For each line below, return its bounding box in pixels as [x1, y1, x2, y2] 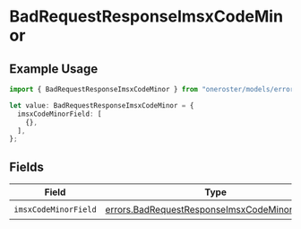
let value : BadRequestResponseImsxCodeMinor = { [9, 101, 194, 110]
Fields [9, 159, 45, 174]
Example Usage [9, 61, 99, 76]
